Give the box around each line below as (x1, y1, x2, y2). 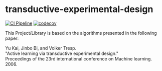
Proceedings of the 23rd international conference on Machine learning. (5, 55, 152, 61)
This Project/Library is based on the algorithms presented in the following (5, 30, 157, 36)
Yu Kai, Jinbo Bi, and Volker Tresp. (5, 45, 77, 51)
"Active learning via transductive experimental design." (5, 50, 119, 56)
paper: (5, 35, 19, 41)
